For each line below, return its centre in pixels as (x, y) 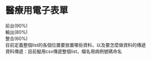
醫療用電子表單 (37, 11)
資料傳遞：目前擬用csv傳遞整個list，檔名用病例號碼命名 (64, 51)
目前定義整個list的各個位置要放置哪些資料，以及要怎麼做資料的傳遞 (75, 45)
